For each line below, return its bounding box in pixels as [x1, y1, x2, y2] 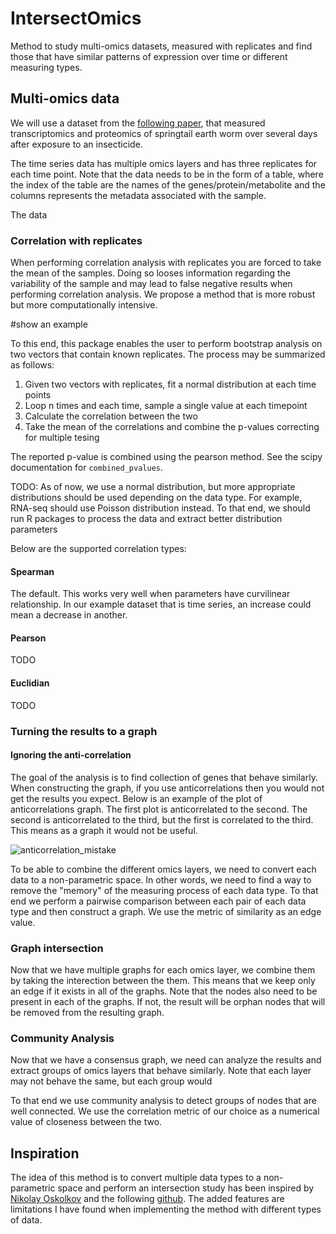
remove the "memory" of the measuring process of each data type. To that [10, 884, 319, 896]
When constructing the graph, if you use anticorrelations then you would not [10, 782, 325, 794]
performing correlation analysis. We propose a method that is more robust [10, 288, 316, 301]
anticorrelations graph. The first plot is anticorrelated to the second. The [10, 803, 308, 815]
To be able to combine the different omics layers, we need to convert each [10, 863, 317, 875]
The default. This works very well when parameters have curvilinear [10, 588, 291, 600]
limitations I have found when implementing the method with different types [10, 1203, 322, 1216]
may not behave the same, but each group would [10, 1075, 213, 1087]
